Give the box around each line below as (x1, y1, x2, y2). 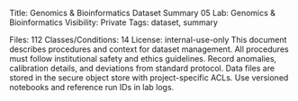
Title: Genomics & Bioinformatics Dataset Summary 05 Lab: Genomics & (9, 8, 276, 18)
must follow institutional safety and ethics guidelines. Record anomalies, (9, 54, 277, 63)
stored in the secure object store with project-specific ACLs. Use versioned (9, 72, 289, 83)
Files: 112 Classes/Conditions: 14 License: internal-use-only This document (9, 35, 287, 45)
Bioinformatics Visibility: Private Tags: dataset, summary (9, 17, 219, 28)
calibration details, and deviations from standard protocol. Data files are (9, 63, 275, 73)
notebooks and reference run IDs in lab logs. (9, 82, 175, 92)
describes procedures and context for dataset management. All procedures (9, 44, 290, 55)
